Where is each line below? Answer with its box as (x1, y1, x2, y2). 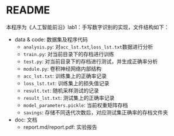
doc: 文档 (14, 116, 37, 123)
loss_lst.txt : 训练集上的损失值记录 (23, 79, 110, 86)
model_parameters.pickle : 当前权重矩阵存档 (23, 102, 128, 109)
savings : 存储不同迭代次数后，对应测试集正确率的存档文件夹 (23, 109, 168, 116)
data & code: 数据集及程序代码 (14, 36, 88, 43)
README (6, 4, 50, 17)
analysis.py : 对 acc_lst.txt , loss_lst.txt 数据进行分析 (23, 43, 153, 50)
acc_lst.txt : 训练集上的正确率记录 (23, 72, 107, 79)
